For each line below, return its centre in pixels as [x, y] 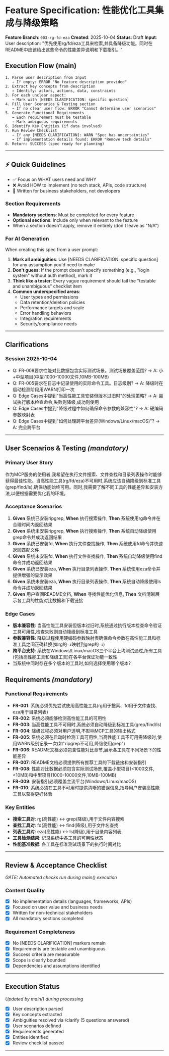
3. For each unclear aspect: [36, 95]
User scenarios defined [37, 1026]
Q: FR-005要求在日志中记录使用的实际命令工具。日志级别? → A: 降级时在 [88, 383]
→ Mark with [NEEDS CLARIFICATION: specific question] [70, 100]
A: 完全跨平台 [26, 427]
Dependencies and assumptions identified [56, 966]
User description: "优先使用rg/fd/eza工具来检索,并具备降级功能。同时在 [79, 43]
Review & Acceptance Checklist [56, 865]
